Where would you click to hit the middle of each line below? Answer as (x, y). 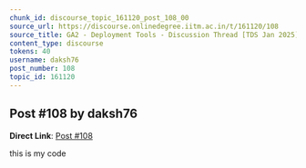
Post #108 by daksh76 (74, 114)
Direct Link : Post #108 (51, 135)
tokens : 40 (30, 52)
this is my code (38, 153)
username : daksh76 (44, 60)
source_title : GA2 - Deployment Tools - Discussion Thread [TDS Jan (142, 35)
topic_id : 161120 (42, 77)
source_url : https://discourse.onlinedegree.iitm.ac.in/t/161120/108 (144, 26)
